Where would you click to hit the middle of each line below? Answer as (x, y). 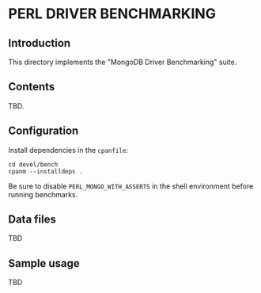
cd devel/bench (33, 164)
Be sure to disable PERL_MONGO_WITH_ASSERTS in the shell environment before (131, 186)
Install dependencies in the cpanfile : (68, 150)
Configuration (43, 131)
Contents (32, 87)
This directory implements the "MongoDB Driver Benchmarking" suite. (123, 62)
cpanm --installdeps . (45, 171)
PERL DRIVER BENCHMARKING (112, 14)
